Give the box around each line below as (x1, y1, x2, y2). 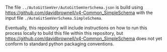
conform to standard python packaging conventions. (5, 41, 114, 47)
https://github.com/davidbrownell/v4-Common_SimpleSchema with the (5, 10, 153, 16)
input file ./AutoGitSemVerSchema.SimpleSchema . (5, 15, 103, 21)
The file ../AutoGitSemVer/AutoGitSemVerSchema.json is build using (5, 5, 143, 10)
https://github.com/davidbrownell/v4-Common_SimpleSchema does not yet (5, 35, 162, 41)
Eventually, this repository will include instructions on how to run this (5, 25, 147, 31)
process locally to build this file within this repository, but (5, 30, 123, 36)
